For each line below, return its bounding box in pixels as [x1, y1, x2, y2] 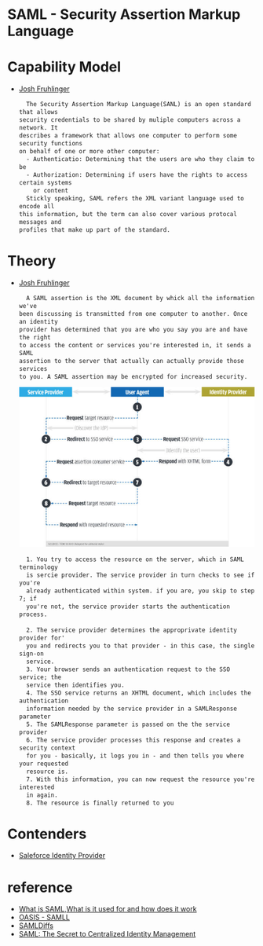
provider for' [18, 634, 65, 642]
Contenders [7, 825, 87, 842]
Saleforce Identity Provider [18, 851, 106, 860]
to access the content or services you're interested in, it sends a [18, 342, 252, 350]
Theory [7, 252, 57, 270]
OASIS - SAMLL [18, 913, 70, 922]
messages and [18, 218, 62, 226]
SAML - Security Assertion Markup [7, 5, 241, 24]
